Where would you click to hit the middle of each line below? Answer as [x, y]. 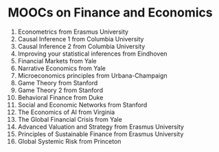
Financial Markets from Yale [57, 61]
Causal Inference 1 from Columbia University [81, 39]
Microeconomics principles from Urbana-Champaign [92, 75]
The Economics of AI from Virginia [66, 112]
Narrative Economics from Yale [61, 68]
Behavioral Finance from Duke [60, 97]
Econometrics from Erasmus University [73, 32]
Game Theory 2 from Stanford [60, 90]
